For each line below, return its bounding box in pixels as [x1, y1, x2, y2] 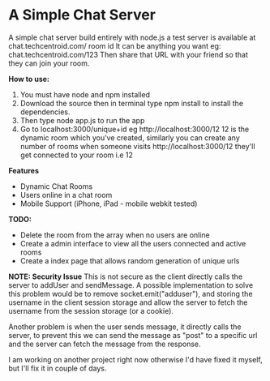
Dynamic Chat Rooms [19, 181, 93, 191]
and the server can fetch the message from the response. [8, 339, 201, 349]
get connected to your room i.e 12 [19, 150, 134, 160]
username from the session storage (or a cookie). [8, 306, 174, 315]
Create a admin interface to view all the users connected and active [19, 238, 246, 248]
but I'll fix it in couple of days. [8, 363, 107, 373]
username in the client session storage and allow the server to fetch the [8, 298, 248, 307]
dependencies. [19, 107, 71, 117]
